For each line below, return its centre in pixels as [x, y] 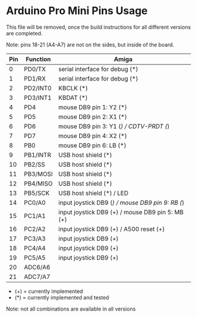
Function [38, 59]
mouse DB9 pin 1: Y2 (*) [93, 107]
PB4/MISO [38, 183]
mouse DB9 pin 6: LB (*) [92, 145]
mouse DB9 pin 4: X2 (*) [93, 136]
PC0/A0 [35, 203]
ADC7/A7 [37, 276]
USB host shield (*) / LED [94, 193]
